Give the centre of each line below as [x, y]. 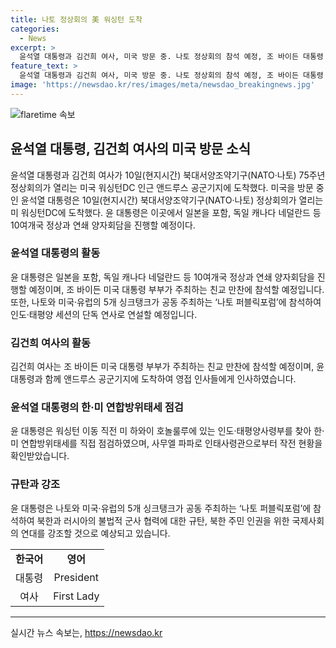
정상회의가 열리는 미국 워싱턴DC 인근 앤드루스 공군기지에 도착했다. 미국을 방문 [162, 187]
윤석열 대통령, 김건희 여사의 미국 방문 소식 [130, 149]
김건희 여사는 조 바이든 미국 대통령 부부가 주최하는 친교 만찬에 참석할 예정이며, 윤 [167, 367]
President [76, 577]
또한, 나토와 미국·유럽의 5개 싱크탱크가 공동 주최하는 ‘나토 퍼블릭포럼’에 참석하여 [166, 302]
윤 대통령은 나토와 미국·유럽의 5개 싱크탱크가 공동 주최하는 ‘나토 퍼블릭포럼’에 [161, 508]
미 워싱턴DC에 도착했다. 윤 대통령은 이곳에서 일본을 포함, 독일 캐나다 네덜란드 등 [166, 212]
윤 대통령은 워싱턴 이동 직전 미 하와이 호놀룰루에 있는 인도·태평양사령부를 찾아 [161, 431]
